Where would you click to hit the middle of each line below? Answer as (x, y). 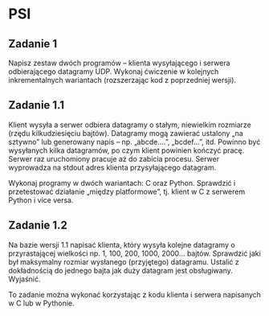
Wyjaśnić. (24, 279)
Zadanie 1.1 (37, 105)
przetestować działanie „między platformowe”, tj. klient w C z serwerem (127, 191)
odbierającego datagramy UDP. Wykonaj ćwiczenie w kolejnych (114, 72)
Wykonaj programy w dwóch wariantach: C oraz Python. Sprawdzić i (122, 183)
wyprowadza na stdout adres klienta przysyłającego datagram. (112, 167)
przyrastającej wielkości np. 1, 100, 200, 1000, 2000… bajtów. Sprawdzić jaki (134, 253)
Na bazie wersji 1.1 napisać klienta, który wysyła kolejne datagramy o (122, 244)
